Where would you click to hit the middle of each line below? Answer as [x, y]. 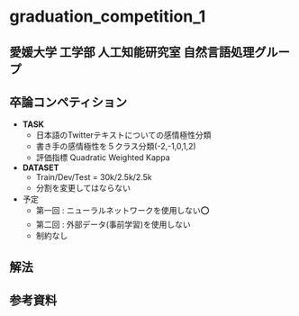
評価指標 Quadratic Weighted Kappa [103, 158]
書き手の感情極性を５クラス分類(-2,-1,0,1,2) [116, 147]
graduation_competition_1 [108, 17]
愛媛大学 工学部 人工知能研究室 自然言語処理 [132, 52]
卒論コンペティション [68, 102]
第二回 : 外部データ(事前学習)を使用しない [113, 225]
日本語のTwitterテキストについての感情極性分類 [123, 135]
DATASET [41, 167]
